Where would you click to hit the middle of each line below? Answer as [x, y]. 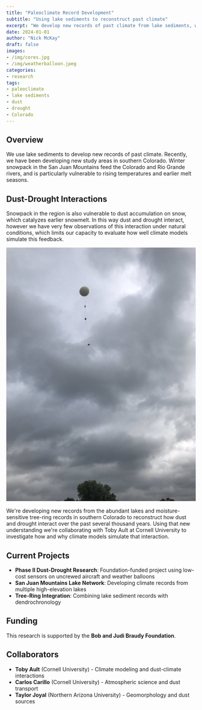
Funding [22, 621]
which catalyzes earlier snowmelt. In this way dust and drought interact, [95, 220]
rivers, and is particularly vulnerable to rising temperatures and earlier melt [99, 174]
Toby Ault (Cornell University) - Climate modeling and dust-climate [98, 669]
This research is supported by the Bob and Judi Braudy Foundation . [91, 635]
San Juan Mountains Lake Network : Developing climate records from [101, 583]
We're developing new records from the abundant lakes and [81, 511]
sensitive [17, 517]
